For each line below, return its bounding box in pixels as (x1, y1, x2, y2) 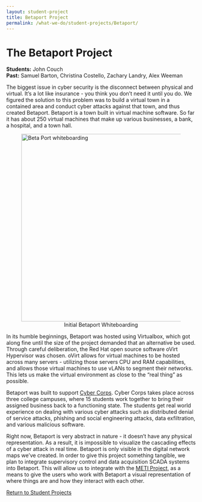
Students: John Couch (6, 65, 63, 73)
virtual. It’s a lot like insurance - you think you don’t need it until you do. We (6, 90, 192, 97)
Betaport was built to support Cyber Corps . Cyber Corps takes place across (6, 389, 194, 396)
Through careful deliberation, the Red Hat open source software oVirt (6, 346, 179, 353)
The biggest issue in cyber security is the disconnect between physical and (6, 83, 194, 91)
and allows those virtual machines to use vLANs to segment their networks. (6, 364, 194, 372)
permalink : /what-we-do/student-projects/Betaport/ (6, 20, 138, 26)
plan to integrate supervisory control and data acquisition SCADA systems (6, 458, 190, 465)
